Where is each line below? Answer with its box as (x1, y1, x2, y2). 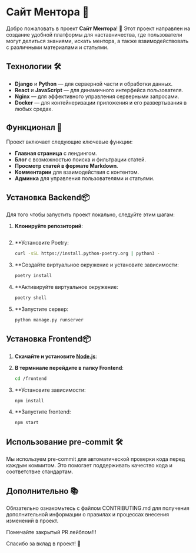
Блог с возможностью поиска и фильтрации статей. (14, 156, 146, 163)
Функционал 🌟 (6, 122, 62, 132)
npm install (14, 398, 44, 404)
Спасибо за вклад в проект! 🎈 (6, 540, 81, 547)
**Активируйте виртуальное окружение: (14, 284, 119, 291)
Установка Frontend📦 (6, 334, 91, 344)
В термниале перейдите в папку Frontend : (14, 364, 124, 371)
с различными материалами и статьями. (6, 44, 109, 51)
